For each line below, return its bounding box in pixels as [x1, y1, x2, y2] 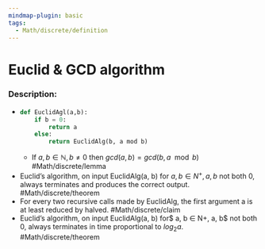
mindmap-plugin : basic [8, 11, 83, 20]
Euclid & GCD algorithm [8, 60, 165, 79]
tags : [8, 19, 26, 27]
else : [34, 130, 53, 139]
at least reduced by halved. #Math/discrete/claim [19, 205, 181, 214]
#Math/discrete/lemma [31, 162, 107, 171]
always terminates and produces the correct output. [19, 179, 190, 189]
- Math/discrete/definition [15, 26, 109, 34]
